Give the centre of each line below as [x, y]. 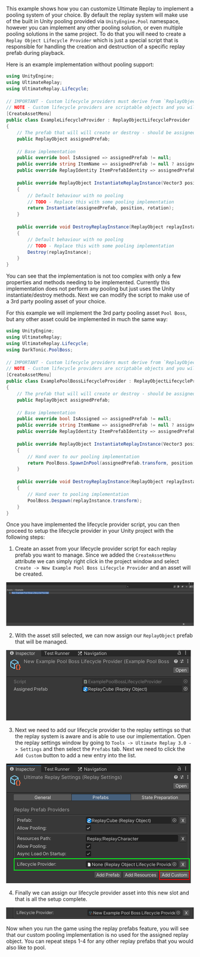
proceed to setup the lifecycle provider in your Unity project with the [90, 531]
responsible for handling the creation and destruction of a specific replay [96, 46]
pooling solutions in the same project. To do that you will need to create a [96, 34]
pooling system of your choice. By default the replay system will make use [97, 15]
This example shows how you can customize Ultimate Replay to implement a [100, 9]
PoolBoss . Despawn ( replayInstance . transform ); [85, 501]
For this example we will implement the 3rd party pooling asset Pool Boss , [97, 313]
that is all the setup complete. [51, 899]
